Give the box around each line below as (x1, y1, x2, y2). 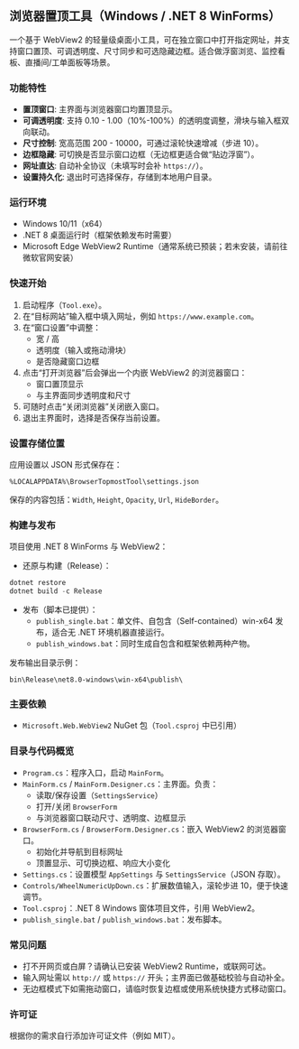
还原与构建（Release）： (22, 561, 112, 571)
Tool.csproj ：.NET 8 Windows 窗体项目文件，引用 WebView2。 (22, 902, 260, 914)
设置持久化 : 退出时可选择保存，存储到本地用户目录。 (22, 172, 217, 182)
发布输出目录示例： (9, 657, 81, 668)
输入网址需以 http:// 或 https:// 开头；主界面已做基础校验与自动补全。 (22, 971, 290, 982)
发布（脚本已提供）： (22, 604, 98, 616)
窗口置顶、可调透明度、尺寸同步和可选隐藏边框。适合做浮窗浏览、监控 (16, 45, 277, 56)
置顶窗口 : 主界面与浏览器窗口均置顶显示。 (22, 104, 177, 115)
